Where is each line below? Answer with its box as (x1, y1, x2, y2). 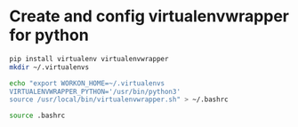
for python (9, 25, 89, 45)
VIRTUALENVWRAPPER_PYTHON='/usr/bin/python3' (9, 87, 181, 96)
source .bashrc (9, 111, 66, 121)
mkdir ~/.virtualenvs (9, 62, 90, 72)
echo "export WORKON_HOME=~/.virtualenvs (9, 78, 165, 88)
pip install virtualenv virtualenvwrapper (9, 54, 169, 63)
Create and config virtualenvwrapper (9, 6, 290, 27)
